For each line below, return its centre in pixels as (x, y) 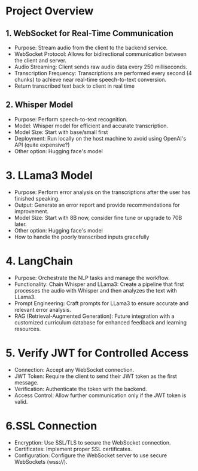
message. (26, 382)
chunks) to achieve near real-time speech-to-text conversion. (90, 80)
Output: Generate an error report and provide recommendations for (97, 205)
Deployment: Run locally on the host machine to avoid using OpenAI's (100, 138)
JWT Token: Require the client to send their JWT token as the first (95, 376)
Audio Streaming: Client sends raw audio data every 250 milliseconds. (101, 67)
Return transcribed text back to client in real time (74, 86)
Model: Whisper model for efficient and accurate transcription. (91, 126)
